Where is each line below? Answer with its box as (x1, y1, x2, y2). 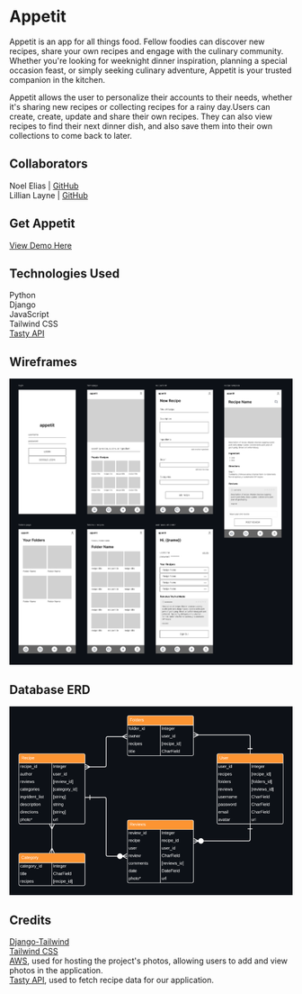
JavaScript (9, 309, 49, 320)
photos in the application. (9, 965, 103, 976)
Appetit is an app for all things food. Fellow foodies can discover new (9, 36, 265, 47)
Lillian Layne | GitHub (9, 189, 88, 200)
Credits (9, 912, 52, 927)
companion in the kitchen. (9, 74, 106, 85)
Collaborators (9, 156, 88, 172)
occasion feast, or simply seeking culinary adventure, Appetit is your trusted (9, 65, 292, 76)
